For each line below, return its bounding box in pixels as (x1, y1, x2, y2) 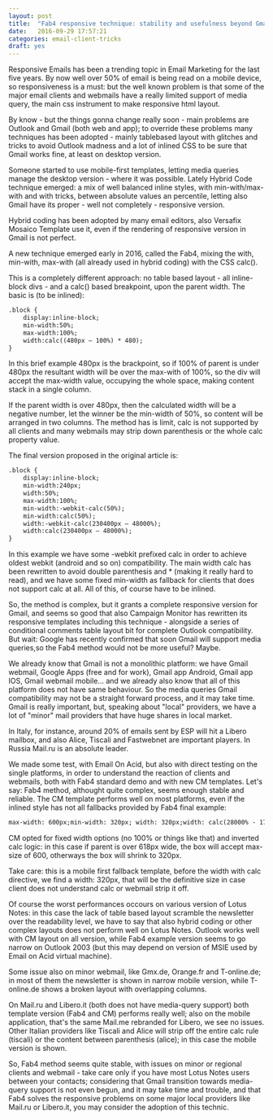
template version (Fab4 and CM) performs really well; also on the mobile (8, 1008, 250, 1018)
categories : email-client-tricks (8, 34, 122, 43)
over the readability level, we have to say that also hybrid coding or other (8, 917, 253, 926)
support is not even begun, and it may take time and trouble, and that (29, 1085, 262, 1095)
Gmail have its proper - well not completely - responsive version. (8, 200, 225, 210)
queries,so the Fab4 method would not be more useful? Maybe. (8, 643, 221, 653)
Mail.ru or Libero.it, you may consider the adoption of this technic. (8, 1102, 229, 1112)
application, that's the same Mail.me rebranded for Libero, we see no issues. (8, 1017, 265, 1026)
